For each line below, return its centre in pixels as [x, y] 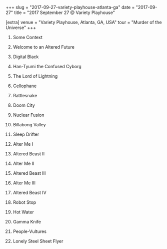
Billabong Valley [29, 124]
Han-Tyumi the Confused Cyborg [47, 66]
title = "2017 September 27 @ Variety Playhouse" [64, 13]
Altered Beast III [29, 173]
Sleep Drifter [26, 134]
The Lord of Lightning [35, 76]
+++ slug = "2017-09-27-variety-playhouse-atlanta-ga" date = [70, 7]
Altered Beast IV [30, 193]
